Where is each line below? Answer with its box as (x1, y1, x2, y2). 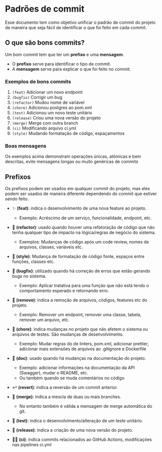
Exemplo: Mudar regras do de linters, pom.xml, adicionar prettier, (19, 341, 149, 347)
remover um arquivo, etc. (19, 317, 70, 323)
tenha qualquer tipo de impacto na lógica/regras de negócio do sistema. (12, 229, 156, 236)
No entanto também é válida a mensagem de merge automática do (19, 404, 152, 409)
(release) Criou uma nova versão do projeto (12, 115, 101, 121)
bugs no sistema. (12, 273, 47, 279)
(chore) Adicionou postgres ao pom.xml (12, 105, 92, 111)
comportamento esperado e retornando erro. (19, 288, 109, 294)
